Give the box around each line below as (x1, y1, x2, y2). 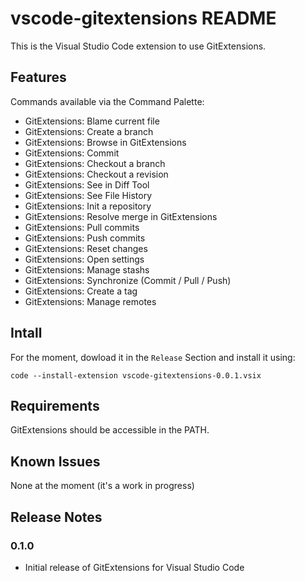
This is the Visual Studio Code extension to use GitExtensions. (10, 40, 267, 52)
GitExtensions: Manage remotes (24, 295, 157, 307)
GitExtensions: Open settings (24, 253, 145, 265)
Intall (10, 325, 43, 342)
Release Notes (10, 508, 103, 526)
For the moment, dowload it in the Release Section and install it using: (10, 351, 296, 363)
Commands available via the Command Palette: (10, 95, 205, 107)
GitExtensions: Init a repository (24, 200, 152, 212)
